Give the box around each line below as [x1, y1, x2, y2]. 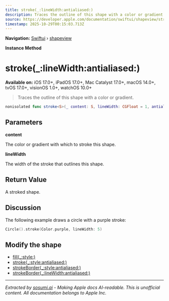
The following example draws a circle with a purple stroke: [5, 217, 126, 223]
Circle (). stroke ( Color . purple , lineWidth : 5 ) [5, 226, 102, 232]
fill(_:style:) [12, 254, 36, 260]
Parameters [5, 118, 43, 127]
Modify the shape [5, 240, 62, 249]
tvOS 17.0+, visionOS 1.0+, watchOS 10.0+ [5, 85, 92, 91]
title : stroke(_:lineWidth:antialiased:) [5, 7, 94, 13]
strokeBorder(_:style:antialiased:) [12, 265, 81, 271]
